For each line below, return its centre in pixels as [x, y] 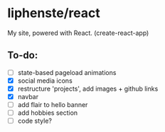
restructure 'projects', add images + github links [88, 88]
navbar [28, 96]
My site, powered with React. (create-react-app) [78, 33]
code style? [34, 121]
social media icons [45, 81]
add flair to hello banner [53, 105]
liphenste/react [54, 13]
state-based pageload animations [67, 72]
